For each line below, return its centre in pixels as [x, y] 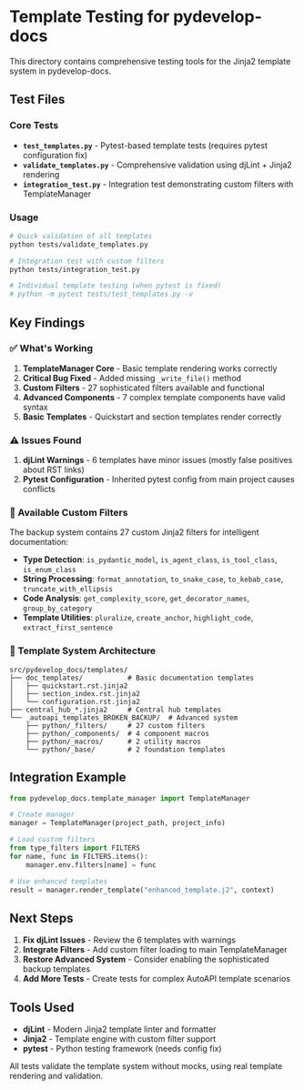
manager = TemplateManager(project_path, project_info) [117, 823]
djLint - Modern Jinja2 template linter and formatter [119, 1029]
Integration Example [68, 777]
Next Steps [41, 918]
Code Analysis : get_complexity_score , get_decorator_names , [136, 599]
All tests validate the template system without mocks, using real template [146, 1066]
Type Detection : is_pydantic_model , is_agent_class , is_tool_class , [150, 560]
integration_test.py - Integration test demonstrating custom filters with [158, 184]
